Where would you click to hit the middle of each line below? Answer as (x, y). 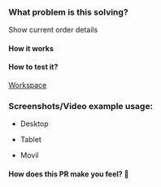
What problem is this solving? (68, 12)
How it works (31, 48)
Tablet (31, 140)
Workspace (28, 85)
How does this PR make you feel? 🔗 (69, 174)
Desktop (34, 124)
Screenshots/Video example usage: (80, 107)
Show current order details (53, 30)
